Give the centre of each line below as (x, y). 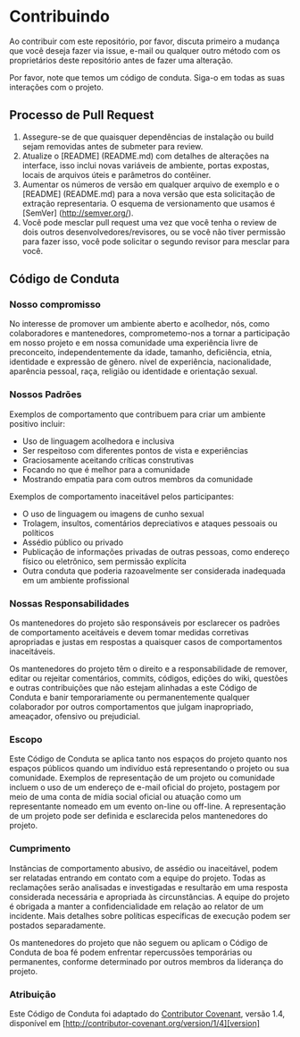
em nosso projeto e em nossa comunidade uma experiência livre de (134, 343)
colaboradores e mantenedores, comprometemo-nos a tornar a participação (150, 334)
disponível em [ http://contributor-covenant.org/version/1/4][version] (135, 1023)
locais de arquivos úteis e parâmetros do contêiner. (117, 174)
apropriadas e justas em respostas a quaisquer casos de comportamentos (146, 642)
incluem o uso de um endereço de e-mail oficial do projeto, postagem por (145, 787)
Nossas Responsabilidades (69, 603)
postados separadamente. (58, 925)
